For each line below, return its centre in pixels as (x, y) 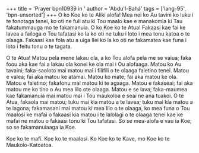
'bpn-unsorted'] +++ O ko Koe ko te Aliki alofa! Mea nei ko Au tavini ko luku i (100, 15)
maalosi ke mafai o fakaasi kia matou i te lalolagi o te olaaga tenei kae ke (94, 114)
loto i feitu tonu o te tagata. (39, 46)
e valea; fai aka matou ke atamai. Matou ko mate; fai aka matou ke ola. (92, 77)
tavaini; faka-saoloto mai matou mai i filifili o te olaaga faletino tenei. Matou (97, 70)
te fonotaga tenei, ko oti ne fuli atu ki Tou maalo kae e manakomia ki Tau (94, 21)
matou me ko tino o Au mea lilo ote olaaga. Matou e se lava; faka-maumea (97, 89)
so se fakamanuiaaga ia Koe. (41, 127)
